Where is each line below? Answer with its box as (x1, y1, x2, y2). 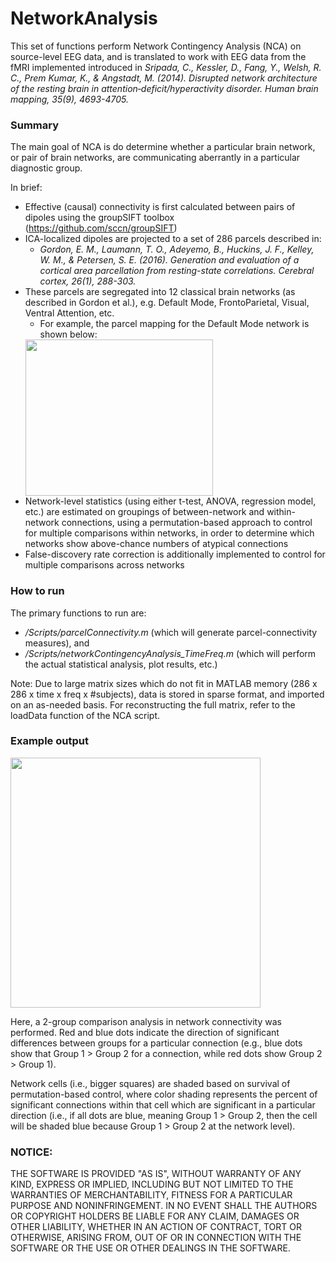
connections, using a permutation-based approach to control (61, 517, 313, 529)
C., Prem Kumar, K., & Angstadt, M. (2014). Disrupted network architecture (10, 72, 318, 84)
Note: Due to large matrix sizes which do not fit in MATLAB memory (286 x (10, 677, 318, 689)
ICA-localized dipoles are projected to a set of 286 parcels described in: (24, 233, 322, 245)
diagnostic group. (10, 162, 83, 174)
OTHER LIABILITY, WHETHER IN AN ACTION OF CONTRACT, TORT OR (10, 1221, 302, 1233)
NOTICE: (10, 1145, 53, 1159)
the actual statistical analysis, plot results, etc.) (24, 658, 218, 670)
